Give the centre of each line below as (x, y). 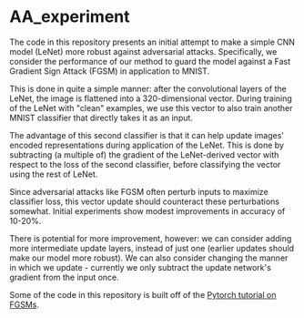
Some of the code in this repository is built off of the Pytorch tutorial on (143, 294)
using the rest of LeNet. (54, 174)
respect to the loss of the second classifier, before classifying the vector (145, 164)
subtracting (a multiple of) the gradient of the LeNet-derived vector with (144, 154)
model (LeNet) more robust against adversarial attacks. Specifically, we (143, 51)
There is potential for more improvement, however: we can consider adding (151, 238)
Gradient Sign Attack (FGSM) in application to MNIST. (110, 71)
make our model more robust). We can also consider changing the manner (149, 258)
